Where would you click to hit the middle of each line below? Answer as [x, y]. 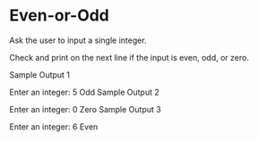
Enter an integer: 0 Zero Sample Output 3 [85, 109]
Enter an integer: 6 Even [54, 127]
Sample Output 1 [39, 75]
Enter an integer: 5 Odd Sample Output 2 [84, 92]
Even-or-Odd [60, 16]
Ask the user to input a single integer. [78, 40]
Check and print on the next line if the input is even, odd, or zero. [129, 57]
